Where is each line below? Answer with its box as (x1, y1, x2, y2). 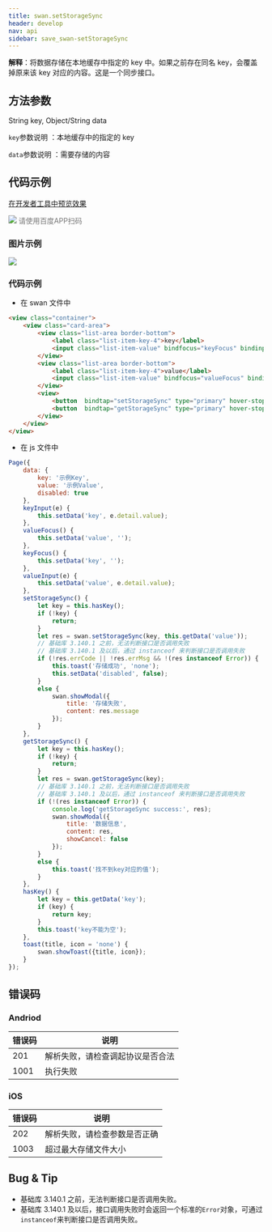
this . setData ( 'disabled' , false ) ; (51, 669, 168, 678)
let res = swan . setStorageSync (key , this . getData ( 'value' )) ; (37, 632, 249, 640)
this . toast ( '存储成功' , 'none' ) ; (51, 662, 160, 670)
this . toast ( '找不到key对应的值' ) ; (51, 865, 160, 873)
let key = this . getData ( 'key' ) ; (37, 895, 147, 903)
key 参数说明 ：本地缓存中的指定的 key (8, 133, 135, 142)
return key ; (51, 910, 92, 919)
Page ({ (8, 459, 31, 467)
